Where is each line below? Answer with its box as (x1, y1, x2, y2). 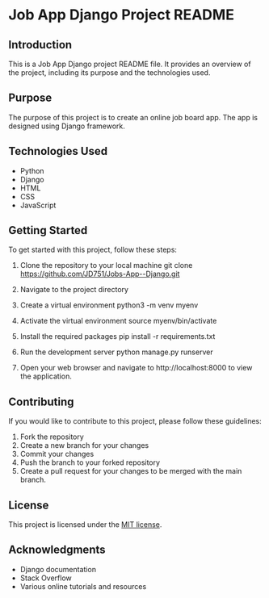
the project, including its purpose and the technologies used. (8, 68, 211, 77)
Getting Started (8, 224, 88, 237)
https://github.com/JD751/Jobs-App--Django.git (19, 269, 180, 279)
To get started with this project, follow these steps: (8, 245, 178, 255)
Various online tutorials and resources (19, 581, 147, 591)
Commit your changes (19, 450, 95, 459)
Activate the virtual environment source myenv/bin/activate (19, 316, 217, 326)
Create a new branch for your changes (19, 441, 149, 450)
